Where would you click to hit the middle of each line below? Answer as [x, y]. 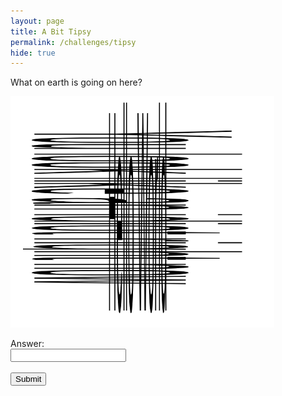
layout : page [37, 21]
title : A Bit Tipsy [51, 31]
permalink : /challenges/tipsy [73, 42]
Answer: [27, 344]
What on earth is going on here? [76, 82]
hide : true [33, 53]
